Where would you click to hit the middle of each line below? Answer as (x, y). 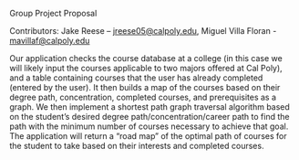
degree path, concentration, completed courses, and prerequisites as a (143, 97)
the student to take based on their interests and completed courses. (137, 146)
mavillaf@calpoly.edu (50, 41)
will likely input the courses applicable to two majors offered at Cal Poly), (146, 68)
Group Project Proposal (53, 13)
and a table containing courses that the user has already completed (136, 78)
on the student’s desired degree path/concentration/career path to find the (149, 117)
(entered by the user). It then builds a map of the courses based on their (145, 87)
